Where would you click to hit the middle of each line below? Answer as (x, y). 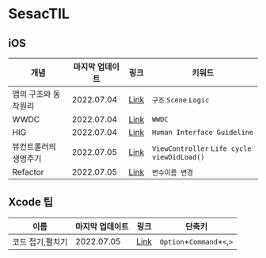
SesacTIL (39, 14)
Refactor (28, 172)
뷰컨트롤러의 (34, 146)
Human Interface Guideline (203, 132)
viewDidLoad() (178, 157)
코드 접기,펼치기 (40, 241)
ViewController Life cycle (201, 149)
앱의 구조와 (32, 94)
